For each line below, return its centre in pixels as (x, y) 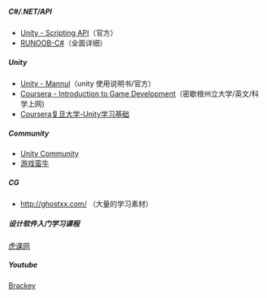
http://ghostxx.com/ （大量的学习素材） (86, 204)
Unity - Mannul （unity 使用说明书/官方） (88, 83)
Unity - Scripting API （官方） (69, 32)
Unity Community (50, 153)
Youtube (23, 265)
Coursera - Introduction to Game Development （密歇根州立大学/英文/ (136, 93)
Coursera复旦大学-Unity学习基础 (75, 114)
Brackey (22, 285)
